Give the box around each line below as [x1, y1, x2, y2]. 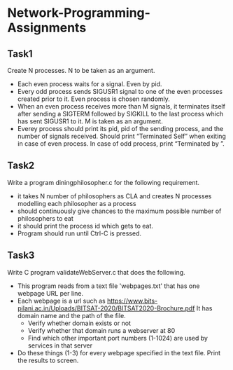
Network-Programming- [7, 5, 150, 21]
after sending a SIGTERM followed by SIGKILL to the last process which [17, 110, 224, 118]
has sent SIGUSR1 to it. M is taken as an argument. [17, 117, 163, 125]
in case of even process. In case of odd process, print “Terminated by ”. [17, 139, 225, 148]
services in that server [27, 341, 93, 350]
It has [196, 303, 213, 313]
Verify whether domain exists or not [27, 319, 132, 327]
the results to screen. [17, 356, 79, 364]
